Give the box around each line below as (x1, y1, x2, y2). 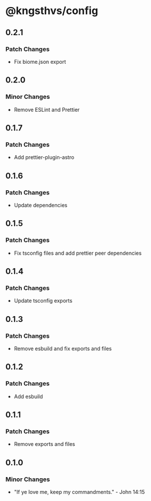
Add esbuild (13, 393, 43, 400)
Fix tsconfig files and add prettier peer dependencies (13, 249, 142, 256)
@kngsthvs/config (5, 4, 99, 18)
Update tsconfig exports (13, 297, 73, 304)
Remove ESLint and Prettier (13, 106, 80, 113)
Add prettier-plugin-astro (13, 154, 75, 161)
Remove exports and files (13, 441, 75, 448)
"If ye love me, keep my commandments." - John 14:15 (13, 489, 145, 496)
